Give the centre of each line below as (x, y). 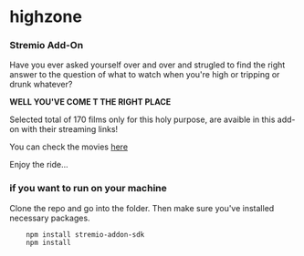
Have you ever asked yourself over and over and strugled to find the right (147, 65)
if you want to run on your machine (88, 189)
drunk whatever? (41, 85)
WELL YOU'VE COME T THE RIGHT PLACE (90, 102)
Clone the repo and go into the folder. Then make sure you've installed (142, 208)
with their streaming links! (70, 129)
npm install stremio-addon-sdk (85, 234)
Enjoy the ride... (39, 165)
